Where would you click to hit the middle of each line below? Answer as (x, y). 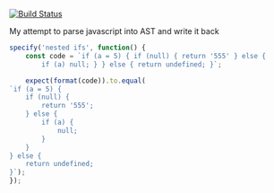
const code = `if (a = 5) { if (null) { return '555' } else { (146, 56)
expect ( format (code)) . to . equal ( (86, 81)
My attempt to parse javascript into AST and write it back (114, 31)
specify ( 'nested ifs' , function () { (77, 48)
